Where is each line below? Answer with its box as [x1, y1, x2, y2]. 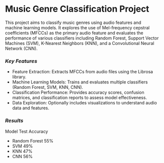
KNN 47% [12, 148, 33, 154]
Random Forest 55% [12, 138, 54, 143]
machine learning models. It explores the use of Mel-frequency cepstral [5, 24, 150, 30]
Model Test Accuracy [5, 128, 48, 134]
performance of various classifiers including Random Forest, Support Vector [5, 35, 159, 41]
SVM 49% [12, 143, 33, 149]
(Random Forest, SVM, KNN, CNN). [12, 84, 83, 90]
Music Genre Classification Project [5, 3, 149, 15]
